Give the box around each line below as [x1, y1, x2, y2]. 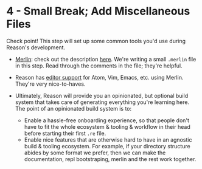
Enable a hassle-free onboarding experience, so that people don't [24, 117, 190, 124]
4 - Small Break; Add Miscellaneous [6, 4, 190, 18]
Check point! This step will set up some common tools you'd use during [6, 37, 186, 44]
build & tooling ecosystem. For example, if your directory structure [24, 142, 190, 150]
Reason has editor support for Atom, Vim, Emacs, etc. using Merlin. [15, 74, 184, 81]
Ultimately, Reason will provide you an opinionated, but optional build [15, 92, 189, 99]
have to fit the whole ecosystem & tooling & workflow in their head [24, 123, 190, 130]
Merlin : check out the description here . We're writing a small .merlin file [15, 55, 197, 63]
